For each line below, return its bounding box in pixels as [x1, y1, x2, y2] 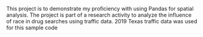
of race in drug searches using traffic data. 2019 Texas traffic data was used [6, 18, 198, 24]
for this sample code [6, 24, 58, 31]
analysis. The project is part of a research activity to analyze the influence [6, 11, 192, 18]
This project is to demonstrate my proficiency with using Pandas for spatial [6, 5, 194, 12]
